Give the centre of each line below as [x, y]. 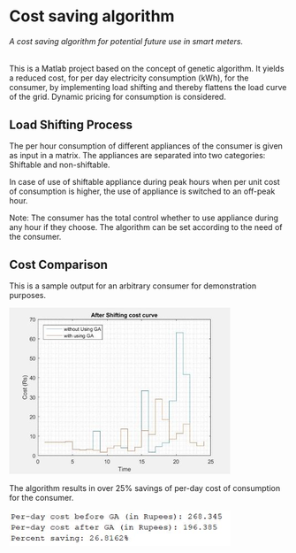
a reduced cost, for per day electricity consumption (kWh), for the [129, 78]
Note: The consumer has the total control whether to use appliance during [144, 218]
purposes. [28, 296]
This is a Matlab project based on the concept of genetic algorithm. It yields [147, 69]
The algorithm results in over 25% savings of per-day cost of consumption [145, 488]
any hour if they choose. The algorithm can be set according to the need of [146, 227]
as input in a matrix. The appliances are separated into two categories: [137, 156]
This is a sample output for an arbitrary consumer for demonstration [133, 286]
